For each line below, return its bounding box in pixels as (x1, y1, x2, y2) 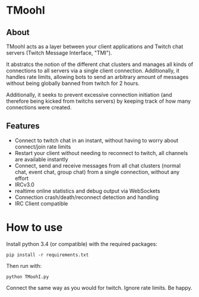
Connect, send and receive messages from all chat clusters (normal (14, 162, 181, 169)
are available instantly (14, 156, 68, 163)
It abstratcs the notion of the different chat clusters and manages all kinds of (6, 61, 194, 68)
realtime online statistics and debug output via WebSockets (14, 187, 160, 194)
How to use (6, 221, 63, 234)
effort (14, 175, 29, 182)
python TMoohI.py (6, 274, 49, 280)
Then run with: (6, 262, 42, 269)
